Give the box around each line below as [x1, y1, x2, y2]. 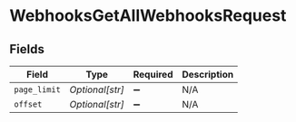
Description [181, 69, 234, 80]
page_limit [14, 85, 61, 95]
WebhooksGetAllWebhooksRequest [9, 5, 287, 26]
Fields [9, 42, 45, 57]
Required [133, 69, 173, 80]
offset [14, 99, 43, 109]
